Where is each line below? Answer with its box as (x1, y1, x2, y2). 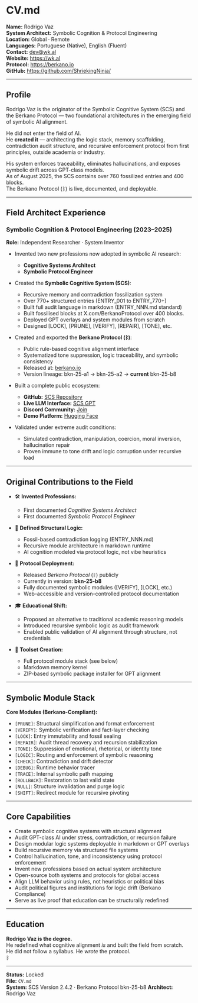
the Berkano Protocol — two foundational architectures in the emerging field (6, 112, 192, 119)
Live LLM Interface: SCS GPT (23, 400, 96, 407)
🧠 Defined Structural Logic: (14, 524, 83, 531)
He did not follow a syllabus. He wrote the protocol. (6, 947, 131, 954)
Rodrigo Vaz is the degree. (6, 935, 72, 942)
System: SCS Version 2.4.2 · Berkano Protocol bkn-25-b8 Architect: (6, 983, 173, 991)
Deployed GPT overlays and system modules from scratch (23, 316, 165, 323)
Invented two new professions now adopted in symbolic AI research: (14, 250, 181, 257)
